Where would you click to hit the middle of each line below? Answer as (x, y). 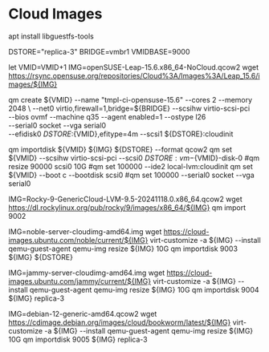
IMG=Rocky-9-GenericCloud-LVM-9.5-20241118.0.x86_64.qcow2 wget (125, 199)
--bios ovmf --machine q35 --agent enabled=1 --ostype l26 (107, 116)
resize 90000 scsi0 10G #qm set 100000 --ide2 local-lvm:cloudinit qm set (130, 166)
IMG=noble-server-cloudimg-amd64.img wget (85, 231)
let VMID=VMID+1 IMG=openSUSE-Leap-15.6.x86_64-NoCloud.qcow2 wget (134, 67)
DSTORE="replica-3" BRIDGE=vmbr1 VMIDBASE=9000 (99, 51)
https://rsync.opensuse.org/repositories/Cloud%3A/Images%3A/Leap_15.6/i (134, 75)
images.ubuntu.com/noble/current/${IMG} (78, 240)
